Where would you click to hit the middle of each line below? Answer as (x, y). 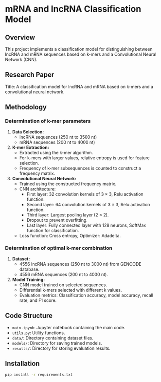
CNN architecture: (37, 189)
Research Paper (30, 75)
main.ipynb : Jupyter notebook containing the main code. (69, 327)
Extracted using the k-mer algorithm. (56, 152)
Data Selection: (28, 132)
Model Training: (28, 279)
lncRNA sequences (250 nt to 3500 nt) (58, 137)
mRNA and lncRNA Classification (73, 9)
